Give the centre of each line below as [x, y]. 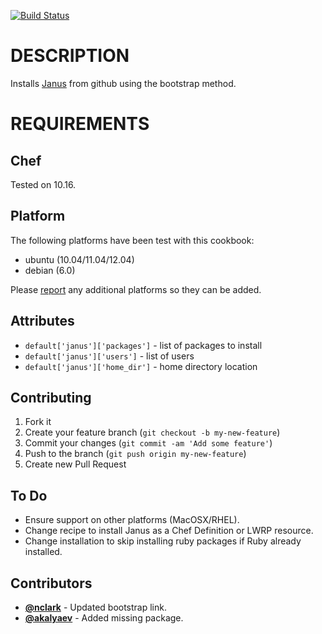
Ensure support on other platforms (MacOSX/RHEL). [132, 520]
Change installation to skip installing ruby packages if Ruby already [163, 541]
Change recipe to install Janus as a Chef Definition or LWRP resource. [169, 531]
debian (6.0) [50, 270]
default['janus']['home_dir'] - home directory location [141, 366]
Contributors [51, 583]
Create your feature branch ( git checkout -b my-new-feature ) [152, 432]
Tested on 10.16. [43, 184]
